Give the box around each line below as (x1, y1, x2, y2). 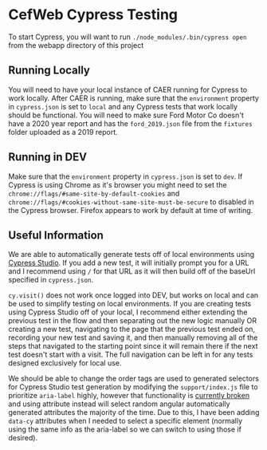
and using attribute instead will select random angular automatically (8, 399, 230, 409)
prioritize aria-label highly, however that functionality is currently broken (8, 391, 249, 401)
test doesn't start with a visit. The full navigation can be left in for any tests (8, 349, 253, 360)
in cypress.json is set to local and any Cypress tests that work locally (8, 101, 238, 111)
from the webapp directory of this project (8, 40, 144, 49)
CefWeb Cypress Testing (8, 6, 178, 24)
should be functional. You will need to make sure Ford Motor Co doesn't (8, 110, 245, 120)
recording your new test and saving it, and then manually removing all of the (8, 333, 258, 342)
